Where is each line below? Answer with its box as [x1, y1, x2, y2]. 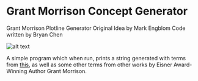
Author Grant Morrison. [28, 67, 87, 74]
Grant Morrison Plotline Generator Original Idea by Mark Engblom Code [6, 24, 186, 32]
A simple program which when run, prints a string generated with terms [6, 54, 186, 62]
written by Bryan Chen [6, 30, 63, 38]
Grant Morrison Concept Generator [6, 4, 188, 18]
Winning [6, 67, 28, 74]
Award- [173, 61, 193, 68]
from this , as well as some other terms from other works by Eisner [6, 61, 172, 68]
